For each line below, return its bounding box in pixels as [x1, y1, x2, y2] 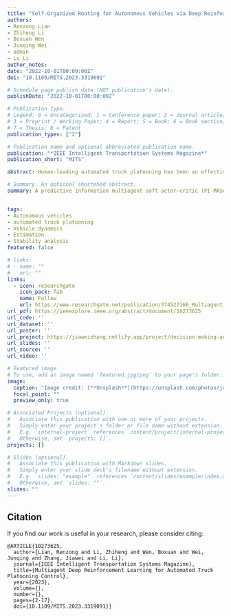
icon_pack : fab [19, 288, 63, 296]
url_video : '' [7, 352, 48, 360]
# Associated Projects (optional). [7, 410, 109, 416]
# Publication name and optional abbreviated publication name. [7, 143, 195, 150]
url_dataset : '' [7, 321, 54, 328]
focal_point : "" [13, 390, 60, 398]
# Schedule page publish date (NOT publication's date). [7, 87, 174, 94]
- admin [7, 49, 30, 56]
